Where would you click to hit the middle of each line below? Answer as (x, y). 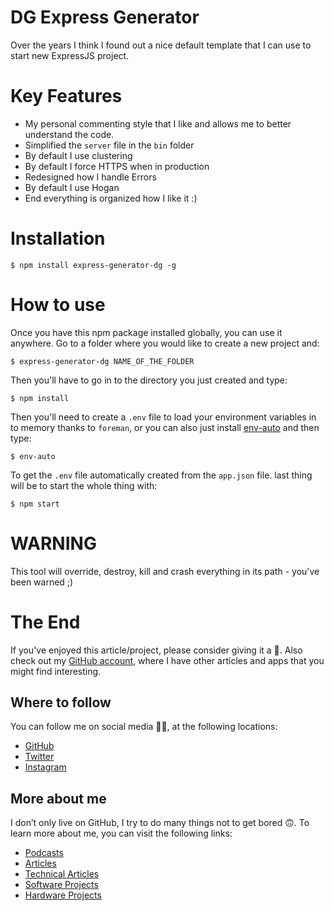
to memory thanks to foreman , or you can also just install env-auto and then (165, 427)
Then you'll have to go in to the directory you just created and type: (149, 380)
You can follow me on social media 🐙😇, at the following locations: (144, 727)
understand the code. (69, 134)
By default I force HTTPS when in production (117, 166)
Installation (58, 238)
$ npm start (35, 504)
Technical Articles (62, 874)
